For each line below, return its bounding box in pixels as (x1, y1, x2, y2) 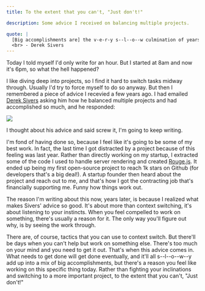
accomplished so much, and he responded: (6, 103, 115, 110)
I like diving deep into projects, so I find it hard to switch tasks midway (6, 77, 183, 85)
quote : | (6, 31, 29, 37)
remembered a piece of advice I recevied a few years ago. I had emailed (6, 90, 188, 98)
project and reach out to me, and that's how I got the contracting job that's (6, 178, 194, 185)
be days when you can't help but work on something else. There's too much (6, 240, 198, 247)
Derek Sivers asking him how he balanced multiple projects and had (6, 97, 177, 104)
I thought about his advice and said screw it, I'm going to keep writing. (6, 126, 183, 134)
